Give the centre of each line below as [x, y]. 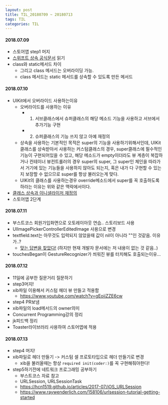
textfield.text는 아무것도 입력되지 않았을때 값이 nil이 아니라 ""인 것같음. [82, 235]
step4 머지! [24, 351]
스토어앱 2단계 [27, 199]
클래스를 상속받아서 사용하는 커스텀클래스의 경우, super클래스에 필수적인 [91, 149]
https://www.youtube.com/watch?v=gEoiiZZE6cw [71, 296]
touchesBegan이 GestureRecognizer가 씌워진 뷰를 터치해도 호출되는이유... [87, 254]
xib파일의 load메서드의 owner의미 [46, 308]
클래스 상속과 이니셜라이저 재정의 [45, 193]
